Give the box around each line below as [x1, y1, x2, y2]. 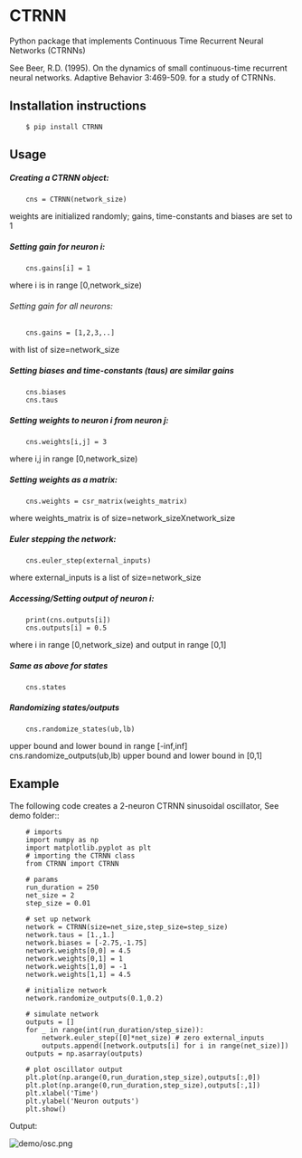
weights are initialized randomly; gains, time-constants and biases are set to [9, 211, 293, 222]
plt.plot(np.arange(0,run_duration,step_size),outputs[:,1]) [25, 1080, 260, 1090]
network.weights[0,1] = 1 [25, 954, 124, 963]
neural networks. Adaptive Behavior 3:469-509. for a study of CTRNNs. [9, 71, 277, 82]
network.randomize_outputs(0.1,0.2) [25, 993, 165, 1002]
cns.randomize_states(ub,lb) [25, 725, 136, 734]
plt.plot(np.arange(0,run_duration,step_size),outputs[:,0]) [25, 1073, 260, 1082]
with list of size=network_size [9, 345, 120, 356]
